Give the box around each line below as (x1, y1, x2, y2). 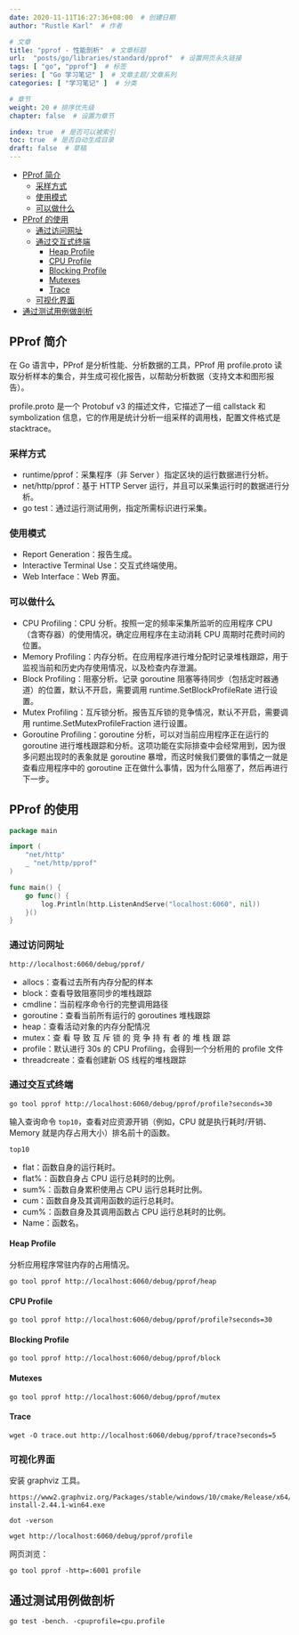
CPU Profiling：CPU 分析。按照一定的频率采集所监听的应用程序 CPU (21, 618, 273, 628)
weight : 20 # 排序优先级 (9, 103, 95, 112)
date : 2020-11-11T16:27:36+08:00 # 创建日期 (9, 12, 176, 22)
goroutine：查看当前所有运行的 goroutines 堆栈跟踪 (21, 1009, 211, 1020)
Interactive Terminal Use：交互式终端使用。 (21, 560, 182, 571)
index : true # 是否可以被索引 (9, 127, 116, 136)
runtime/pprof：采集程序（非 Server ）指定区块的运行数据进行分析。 (21, 469, 274, 481)
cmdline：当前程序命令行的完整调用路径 (21, 999, 169, 1009)
